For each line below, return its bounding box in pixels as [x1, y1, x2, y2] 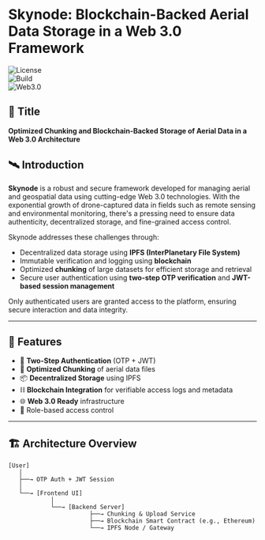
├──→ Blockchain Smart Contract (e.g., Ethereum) [89, 517, 256, 525]
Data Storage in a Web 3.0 [8, 22, 182, 40]
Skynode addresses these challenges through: [8, 232, 159, 242]
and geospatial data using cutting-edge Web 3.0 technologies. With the [8, 191, 241, 201]
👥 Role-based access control [19, 406, 114, 415]
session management [42, 281, 115, 290]
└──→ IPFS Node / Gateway [89, 524, 175, 532]
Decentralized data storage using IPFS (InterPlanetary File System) [19, 247, 241, 257]
